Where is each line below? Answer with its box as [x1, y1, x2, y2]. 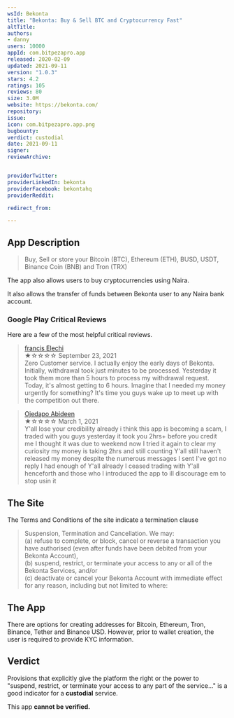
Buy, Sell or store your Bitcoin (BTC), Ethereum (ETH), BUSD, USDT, [24, 255, 219, 263]
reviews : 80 [7, 88, 42, 95]
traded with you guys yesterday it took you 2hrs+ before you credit [24, 432, 218, 441]
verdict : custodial [7, 134, 64, 141]
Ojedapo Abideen [24, 410, 75, 418]
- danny [7, 36, 30, 43]
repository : [7, 108, 42, 115]
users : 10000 [7, 43, 45, 50]
